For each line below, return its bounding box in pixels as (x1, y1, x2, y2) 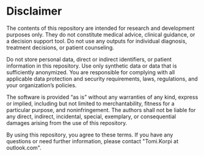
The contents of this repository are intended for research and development (6, 24, 195, 32)
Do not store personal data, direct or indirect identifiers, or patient (6, 55, 172, 63)
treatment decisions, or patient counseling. (6, 44, 114, 51)
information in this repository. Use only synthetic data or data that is (6, 62, 177, 69)
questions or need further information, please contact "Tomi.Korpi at (6, 137, 179, 144)
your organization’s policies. (6, 81, 77, 89)
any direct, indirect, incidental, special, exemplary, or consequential (6, 113, 176, 120)
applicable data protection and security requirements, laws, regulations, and (6, 75, 199, 82)
